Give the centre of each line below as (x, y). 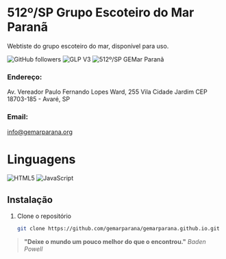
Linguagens (41, 159)
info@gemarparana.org (40, 132)
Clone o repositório (44, 216)
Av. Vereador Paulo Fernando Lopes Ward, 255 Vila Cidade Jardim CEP (107, 92)
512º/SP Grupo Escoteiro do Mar (101, 13)
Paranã (28, 27)
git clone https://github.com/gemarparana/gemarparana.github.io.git (118, 229)
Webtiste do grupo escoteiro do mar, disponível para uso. (88, 46)
